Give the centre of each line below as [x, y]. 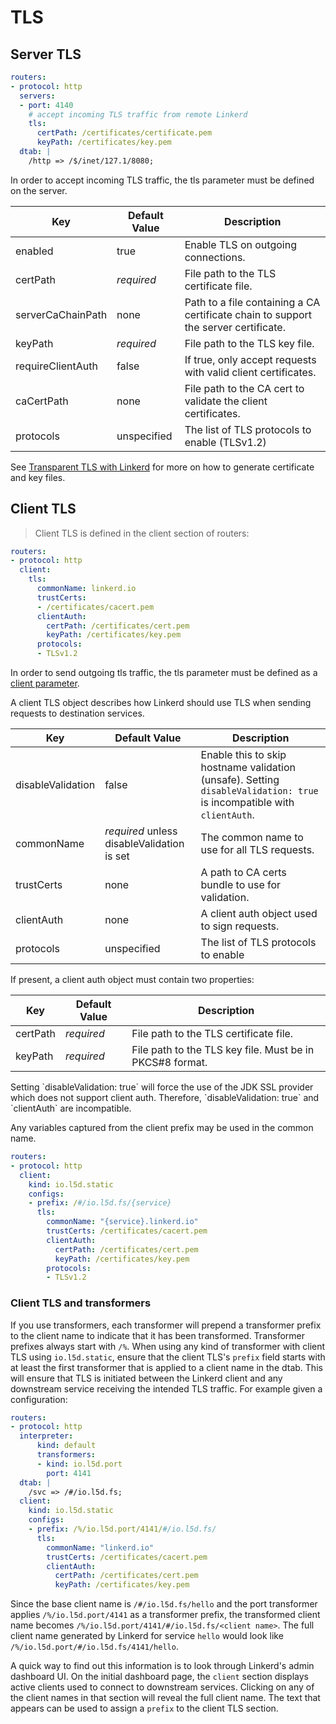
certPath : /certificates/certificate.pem [124, 133]
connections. [215, 257]
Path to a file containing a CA [252, 302]
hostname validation [248, 768]
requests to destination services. [77, 713]
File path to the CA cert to [244, 388]
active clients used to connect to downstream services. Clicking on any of [162, 1687]
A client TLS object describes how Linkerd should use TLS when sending [161, 703]
